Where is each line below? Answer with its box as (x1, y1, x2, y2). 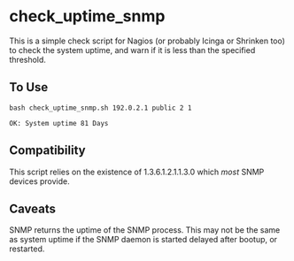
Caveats (9, 201, 56, 216)
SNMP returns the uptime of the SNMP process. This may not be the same (9, 225, 281, 235)
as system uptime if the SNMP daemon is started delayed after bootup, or (9, 234, 277, 245)
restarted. (9, 243, 45, 254)
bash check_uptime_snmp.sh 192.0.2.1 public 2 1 (9, 104, 192, 112)
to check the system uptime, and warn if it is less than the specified (9, 44, 256, 55)
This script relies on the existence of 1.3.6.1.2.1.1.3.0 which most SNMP (9, 166, 265, 177)
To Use (9, 80, 49, 95)
